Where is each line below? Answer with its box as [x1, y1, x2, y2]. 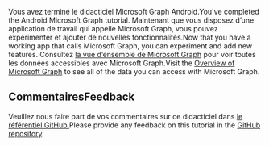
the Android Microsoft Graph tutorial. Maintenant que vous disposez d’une [8, 15, 255, 25]
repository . [8, 128, 44, 138]
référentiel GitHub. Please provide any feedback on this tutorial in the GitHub [8, 120, 261, 130]
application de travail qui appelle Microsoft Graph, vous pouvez [8, 24, 219, 33]
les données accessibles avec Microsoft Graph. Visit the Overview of [8, 58, 235, 68]
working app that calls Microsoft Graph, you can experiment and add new [8, 41, 252, 51]
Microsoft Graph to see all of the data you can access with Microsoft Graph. [8, 67, 260, 76]
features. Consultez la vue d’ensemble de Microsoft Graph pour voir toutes [8, 50, 256, 59]
